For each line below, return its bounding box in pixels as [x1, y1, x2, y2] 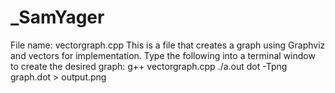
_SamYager [10, 6, 105, 29]
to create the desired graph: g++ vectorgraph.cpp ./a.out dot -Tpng [10, 60, 288, 72]
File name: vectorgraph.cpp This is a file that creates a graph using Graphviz [10, 39, 326, 51]
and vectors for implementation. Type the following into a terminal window [10, 49, 316, 61]
